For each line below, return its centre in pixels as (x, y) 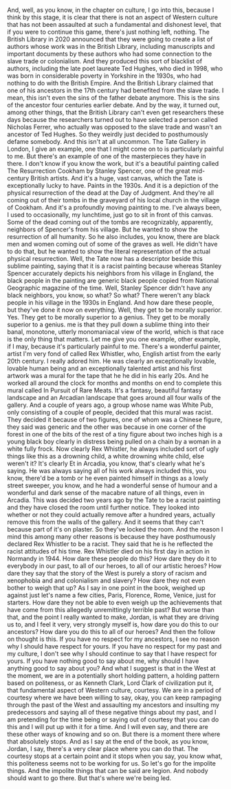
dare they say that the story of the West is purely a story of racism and (107, 573)
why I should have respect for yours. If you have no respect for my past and (114, 646)
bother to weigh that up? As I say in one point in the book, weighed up (106, 588)
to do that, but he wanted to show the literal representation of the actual (109, 251)
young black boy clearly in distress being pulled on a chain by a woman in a (114, 441)
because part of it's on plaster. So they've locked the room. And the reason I (115, 529)
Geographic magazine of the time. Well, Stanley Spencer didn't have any (110, 288)
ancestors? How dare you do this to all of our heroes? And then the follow (111, 632)
